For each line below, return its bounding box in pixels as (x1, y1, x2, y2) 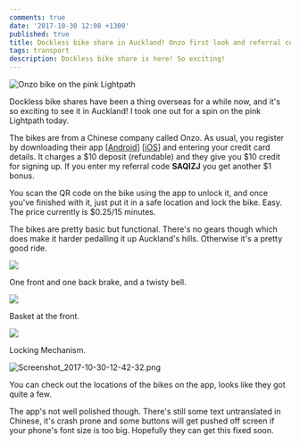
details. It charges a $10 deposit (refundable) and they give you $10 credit (9, 152, 281, 161)
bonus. (9, 170, 35, 181)
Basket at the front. (9, 311, 80, 321)
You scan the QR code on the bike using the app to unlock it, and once (9, 188, 269, 198)
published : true (9, 29, 70, 38)
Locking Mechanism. (9, 345, 87, 355)
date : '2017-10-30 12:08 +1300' (9, 21, 129, 30)
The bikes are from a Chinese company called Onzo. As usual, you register (9, 133, 284, 143)
